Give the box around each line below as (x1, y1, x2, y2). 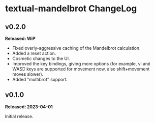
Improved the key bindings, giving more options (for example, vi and (12, 61, 151, 66)
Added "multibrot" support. (12, 77, 68, 82)
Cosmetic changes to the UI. (12, 56, 70, 61)
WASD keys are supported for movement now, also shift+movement (12, 66, 150, 72)
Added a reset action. (12, 50, 56, 56)
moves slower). (12, 71, 43, 77)
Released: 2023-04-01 (5, 104, 53, 110)
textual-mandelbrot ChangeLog (5, 3, 137, 14)
